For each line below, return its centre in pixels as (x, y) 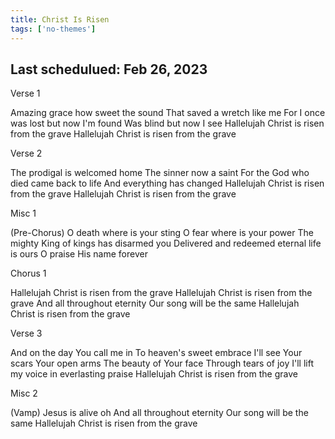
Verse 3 (26, 333)
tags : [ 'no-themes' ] (53, 29)
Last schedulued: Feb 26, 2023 (109, 69)
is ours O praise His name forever (79, 254)
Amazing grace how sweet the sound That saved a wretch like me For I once (168, 113)
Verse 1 (25, 93)
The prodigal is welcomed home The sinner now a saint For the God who (160, 173)
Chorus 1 (28, 273)
